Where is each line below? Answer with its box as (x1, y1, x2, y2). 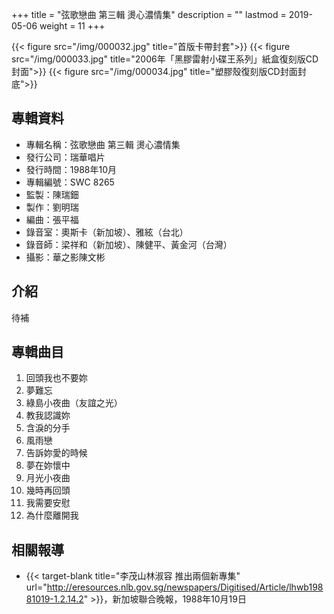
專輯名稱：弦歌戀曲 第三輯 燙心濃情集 (25, 138, 181, 150)
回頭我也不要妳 (25, 372, 88, 384)
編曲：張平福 (25, 213, 79, 225)
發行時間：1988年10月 (25, 163, 118, 175)
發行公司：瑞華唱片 (25, 151, 106, 163)
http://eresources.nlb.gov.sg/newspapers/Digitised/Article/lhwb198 (46, 581, 324, 593)
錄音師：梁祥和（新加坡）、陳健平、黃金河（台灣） (25, 238, 233, 250)
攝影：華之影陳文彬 (25, 251, 106, 263)
